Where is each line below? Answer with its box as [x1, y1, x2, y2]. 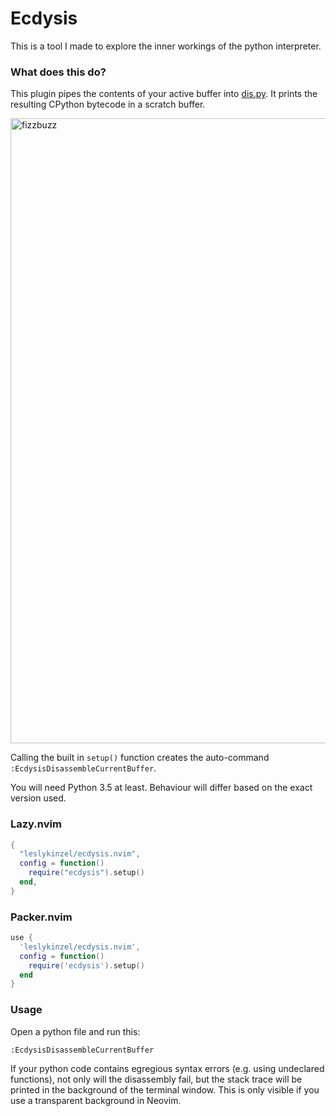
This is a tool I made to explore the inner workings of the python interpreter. [10, 40, 322, 52]
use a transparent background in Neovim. [10, 1094, 182, 1106]
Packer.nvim [10, 910, 73, 924]
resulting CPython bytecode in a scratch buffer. [10, 98, 206, 111]
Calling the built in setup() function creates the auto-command [10, 752, 270, 764]
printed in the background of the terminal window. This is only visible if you [10, 1083, 320, 1096]
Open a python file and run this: [10, 1025, 141, 1037]
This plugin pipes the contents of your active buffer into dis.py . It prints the [10, 88, 318, 100]
